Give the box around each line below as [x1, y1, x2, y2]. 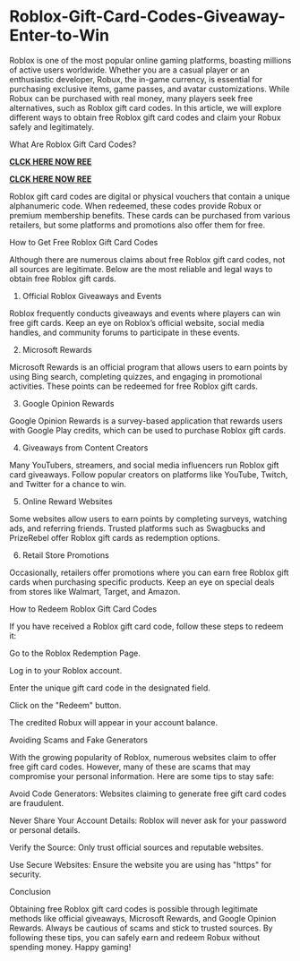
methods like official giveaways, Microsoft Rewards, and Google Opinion [9, 913, 277, 923]
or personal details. [9, 824, 81, 835]
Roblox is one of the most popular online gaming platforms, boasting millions [9, 55, 292, 65]
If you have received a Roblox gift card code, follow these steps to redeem [9, 621, 284, 631]
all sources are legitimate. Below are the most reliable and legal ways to [9, 263, 273, 274]
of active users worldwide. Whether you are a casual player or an [9, 64, 250, 75]
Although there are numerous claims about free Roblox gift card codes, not [9, 253, 286, 265]
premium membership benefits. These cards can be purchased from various [9, 210, 291, 220]
